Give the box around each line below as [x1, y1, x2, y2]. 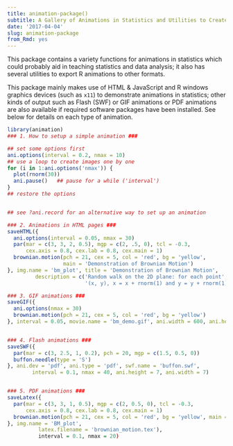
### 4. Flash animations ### [7, 336, 92, 344]
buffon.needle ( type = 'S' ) [13, 356, 92, 363]
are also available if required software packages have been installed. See [7, 106, 216, 114]
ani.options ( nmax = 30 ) [13, 305, 82, 313]
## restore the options [7, 190, 76, 197]
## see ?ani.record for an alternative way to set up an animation [7, 209, 207, 216]
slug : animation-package [7, 29, 79, 37]
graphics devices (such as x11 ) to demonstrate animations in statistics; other [7, 91, 226, 99]
